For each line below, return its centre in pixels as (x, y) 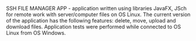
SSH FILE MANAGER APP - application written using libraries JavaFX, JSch (97, 8)
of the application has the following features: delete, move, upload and (91, 20)
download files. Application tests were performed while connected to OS (94, 27)
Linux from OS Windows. (36, 33)
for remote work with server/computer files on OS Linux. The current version (98, 14)
